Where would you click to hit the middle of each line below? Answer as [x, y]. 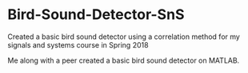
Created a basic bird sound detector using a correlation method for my [124, 36]
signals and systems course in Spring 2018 [78, 44]
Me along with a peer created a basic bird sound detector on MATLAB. [124, 60]
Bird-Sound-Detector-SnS [96, 15]
